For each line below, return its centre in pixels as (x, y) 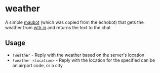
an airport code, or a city (38, 65)
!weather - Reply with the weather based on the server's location (78, 55)
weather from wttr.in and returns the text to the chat (58, 27)
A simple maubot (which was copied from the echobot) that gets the (75, 22)
